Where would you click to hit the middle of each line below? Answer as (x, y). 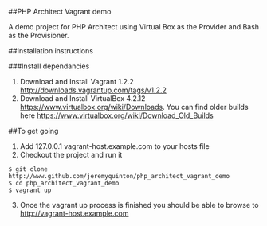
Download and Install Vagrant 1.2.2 (77, 82)
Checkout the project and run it (71, 155)
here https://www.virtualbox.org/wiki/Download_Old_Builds (116, 115)
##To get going (33, 131)
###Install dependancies (49, 66)
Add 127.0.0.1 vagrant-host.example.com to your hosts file (114, 146)
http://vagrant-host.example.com (74, 213)
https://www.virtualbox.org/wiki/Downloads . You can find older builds (134, 107)
